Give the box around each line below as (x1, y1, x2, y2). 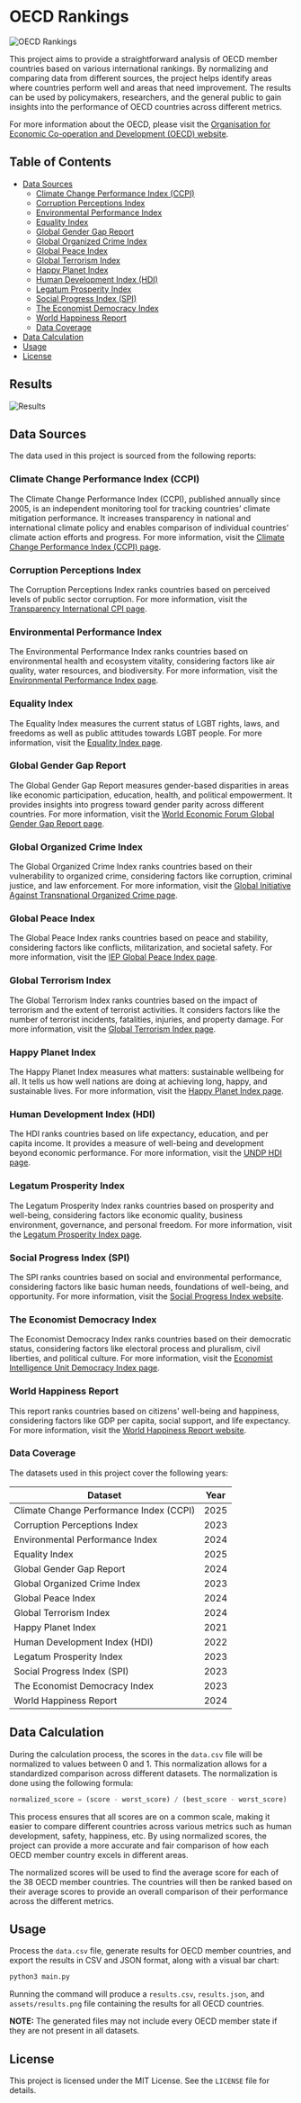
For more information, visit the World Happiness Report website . (9, 1424, 247, 1435)
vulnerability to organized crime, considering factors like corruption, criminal (9, 871, 293, 881)
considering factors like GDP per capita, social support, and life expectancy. (9, 1415, 291, 1426)
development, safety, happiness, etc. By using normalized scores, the (9, 1830, 267, 1841)
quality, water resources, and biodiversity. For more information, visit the (9, 665, 279, 676)
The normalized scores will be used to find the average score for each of (9, 1866, 279, 1878)
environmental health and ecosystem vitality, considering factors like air (9, 655, 276, 667)
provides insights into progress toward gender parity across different (9, 799, 265, 809)
